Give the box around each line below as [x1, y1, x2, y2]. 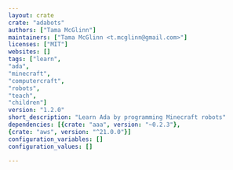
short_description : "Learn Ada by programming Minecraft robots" [8, 114, 226, 121]
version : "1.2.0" [8, 107, 65, 114]
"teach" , [8, 92, 37, 99]
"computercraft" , [8, 77, 65, 85]
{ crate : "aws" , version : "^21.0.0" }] [8, 128, 132, 136]
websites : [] [8, 48, 51, 56]
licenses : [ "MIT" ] [8, 41, 68, 49]
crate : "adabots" [8, 19, 65, 27]
